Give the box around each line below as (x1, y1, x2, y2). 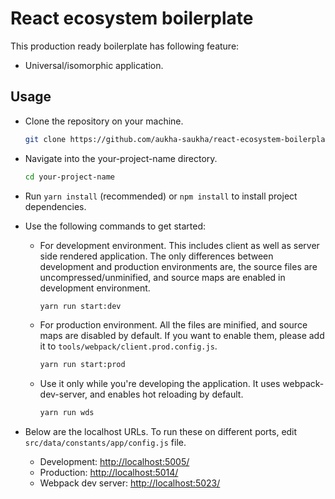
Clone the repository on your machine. (24, 115, 184, 127)
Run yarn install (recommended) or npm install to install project (24, 190, 298, 202)
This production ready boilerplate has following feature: (10, 40, 240, 52)
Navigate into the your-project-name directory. (24, 152, 218, 164)
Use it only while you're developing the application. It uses (39, 378, 281, 390)
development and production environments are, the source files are (39, 260, 318, 272)
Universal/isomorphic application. (24, 59, 164, 71)
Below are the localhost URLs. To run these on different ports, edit (24, 426, 298, 438)
